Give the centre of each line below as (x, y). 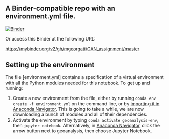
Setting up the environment (50, 65)
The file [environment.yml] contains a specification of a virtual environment (84, 77)
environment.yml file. (40, 17)
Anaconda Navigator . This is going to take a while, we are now (78, 109)
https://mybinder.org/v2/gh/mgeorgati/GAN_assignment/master (72, 49)
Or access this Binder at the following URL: (50, 38)
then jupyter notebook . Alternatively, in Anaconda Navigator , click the (86, 125)
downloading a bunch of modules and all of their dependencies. (80, 114)
